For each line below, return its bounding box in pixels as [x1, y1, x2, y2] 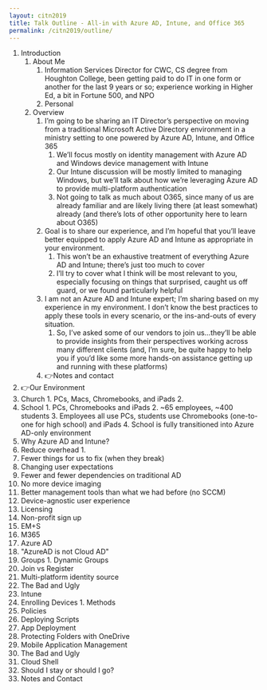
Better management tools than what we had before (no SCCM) [20, 487, 226, 497]
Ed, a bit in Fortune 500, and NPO [44, 91, 155, 101]
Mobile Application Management [20, 640, 128, 650]
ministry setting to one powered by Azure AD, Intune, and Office [44, 133, 255, 143]
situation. [44, 320, 75, 329]
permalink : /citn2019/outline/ [9, 26, 113, 34]
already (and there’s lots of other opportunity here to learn [56, 209, 248, 219]
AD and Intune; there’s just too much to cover [56, 260, 206, 270]
